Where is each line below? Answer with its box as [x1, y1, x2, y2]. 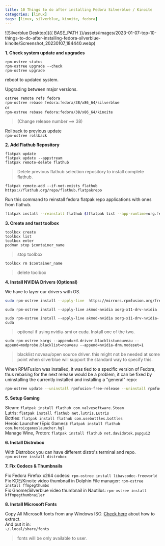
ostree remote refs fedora [5, 96, 60, 101]
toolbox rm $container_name [5, 261, 63, 266]
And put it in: [5, 521, 31, 527]
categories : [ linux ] [5, 12, 48, 17]
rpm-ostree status [5, 60, 43, 65]
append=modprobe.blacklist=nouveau [5, 343, 78, 348]
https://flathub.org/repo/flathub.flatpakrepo [5, 188, 102, 193]
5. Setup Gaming [5, 395, 40, 401]
